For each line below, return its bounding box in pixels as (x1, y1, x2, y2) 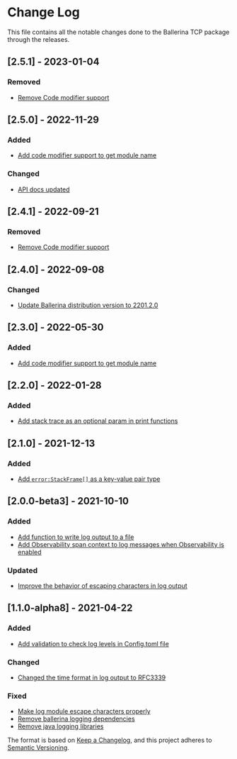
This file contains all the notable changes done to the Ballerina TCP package (7, 28, 230, 36)
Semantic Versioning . (7, 743, 69, 752)
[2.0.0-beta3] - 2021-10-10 (7, 495, 129, 507)
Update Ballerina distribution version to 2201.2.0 (17, 301, 158, 309)
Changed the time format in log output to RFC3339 (17, 673, 166, 682)
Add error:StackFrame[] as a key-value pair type (17, 475, 161, 483)
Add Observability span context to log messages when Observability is (17, 540, 224, 548)
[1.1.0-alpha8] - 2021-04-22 (7, 602, 133, 614)
